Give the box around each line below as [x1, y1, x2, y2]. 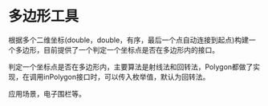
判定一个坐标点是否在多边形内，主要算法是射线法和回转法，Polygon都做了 [8, 61, 254, 72]
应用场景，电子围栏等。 [8, 88, 86, 98]
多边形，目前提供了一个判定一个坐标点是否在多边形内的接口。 [14, 45, 219, 54]
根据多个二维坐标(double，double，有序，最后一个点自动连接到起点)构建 [8, 35, 249, 45]
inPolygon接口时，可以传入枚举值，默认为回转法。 [43, 72, 210, 81]
